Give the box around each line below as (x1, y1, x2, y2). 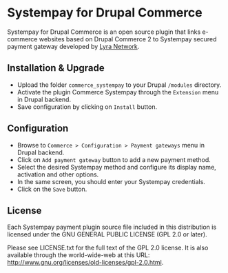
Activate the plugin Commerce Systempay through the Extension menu (17, 88, 219, 96)
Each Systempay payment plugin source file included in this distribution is (7, 223, 217, 232)
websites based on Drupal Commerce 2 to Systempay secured (39, 34, 217, 43)
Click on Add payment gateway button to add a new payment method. (17, 155, 211, 163)
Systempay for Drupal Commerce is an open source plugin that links (7, 28, 201, 36)
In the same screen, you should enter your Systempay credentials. (17, 177, 205, 185)
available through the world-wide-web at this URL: (7, 251, 150, 259)
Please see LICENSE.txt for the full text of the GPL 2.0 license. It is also (7, 243, 209, 252)
